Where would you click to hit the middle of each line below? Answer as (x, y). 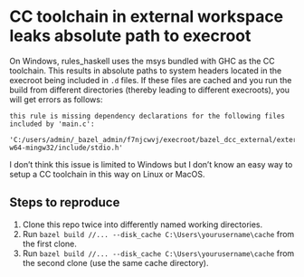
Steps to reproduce (65, 202)
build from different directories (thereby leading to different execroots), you (150, 90)
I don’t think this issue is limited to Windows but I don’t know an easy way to (151, 164)
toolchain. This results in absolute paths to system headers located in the (146, 71)
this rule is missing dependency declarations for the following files (147, 116)
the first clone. (49, 244)
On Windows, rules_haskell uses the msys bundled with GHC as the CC (142, 61)
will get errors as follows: (56, 99)
